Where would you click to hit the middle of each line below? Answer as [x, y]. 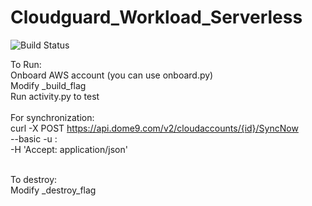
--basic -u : [34, 138]
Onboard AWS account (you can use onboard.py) [112, 75]
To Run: [26, 64]
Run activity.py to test [55, 96]
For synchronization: [52, 117]
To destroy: [34, 179]
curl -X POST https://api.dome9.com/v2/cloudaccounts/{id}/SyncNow [154, 128]
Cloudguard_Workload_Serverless [156, 17]
